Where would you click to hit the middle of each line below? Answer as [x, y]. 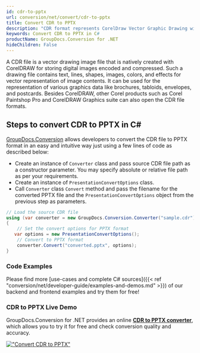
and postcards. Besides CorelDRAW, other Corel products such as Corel [94, 93]
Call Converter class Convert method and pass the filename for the [96, 189]
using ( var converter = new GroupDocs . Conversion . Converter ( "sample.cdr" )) [102, 218]
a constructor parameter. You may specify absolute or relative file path [101, 170]
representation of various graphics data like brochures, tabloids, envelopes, [99, 87]
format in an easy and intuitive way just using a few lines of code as [89, 145]
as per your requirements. [46, 176]
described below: [27, 152]
